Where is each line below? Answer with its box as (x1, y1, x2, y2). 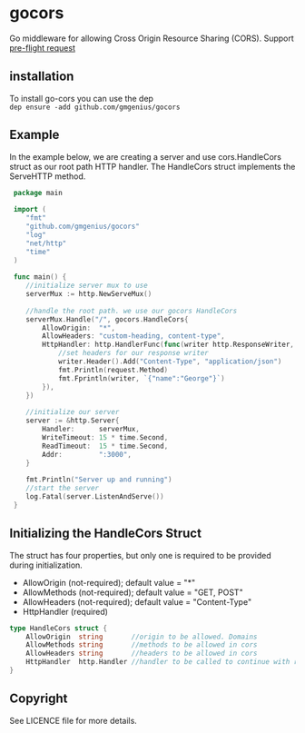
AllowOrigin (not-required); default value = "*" (22, 577, 196, 588)
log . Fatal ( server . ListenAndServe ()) (25, 492, 165, 501)
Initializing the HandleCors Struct (9, 526, 202, 541)
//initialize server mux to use (25, 281, 148, 291)
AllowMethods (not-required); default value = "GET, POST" (22, 587, 243, 598)
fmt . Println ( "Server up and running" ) (25, 475, 172, 484)
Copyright (9, 691, 68, 707)
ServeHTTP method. (9, 171, 86, 182)
